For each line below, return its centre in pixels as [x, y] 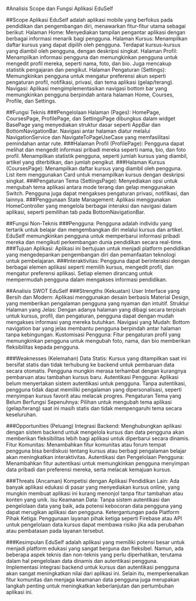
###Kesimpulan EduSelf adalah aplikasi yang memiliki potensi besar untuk [96, 542]
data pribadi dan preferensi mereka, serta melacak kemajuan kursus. [89, 470]
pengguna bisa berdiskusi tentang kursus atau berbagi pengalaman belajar [96, 451]
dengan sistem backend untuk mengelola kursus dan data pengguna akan [95, 432]
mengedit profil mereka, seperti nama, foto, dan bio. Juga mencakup [89, 63]
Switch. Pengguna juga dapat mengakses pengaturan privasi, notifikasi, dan [98, 193]
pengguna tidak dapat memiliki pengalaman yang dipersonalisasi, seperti [94, 389]
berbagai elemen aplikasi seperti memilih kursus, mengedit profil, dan [90, 267]
